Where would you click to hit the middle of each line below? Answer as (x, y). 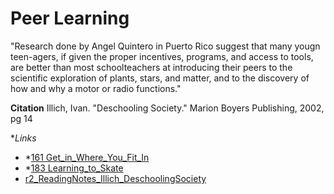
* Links (23, 138)
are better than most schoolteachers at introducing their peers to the (151, 67)
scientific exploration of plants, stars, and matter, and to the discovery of (160, 78)
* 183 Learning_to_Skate (74, 168)
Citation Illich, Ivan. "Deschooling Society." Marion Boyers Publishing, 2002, (167, 108)
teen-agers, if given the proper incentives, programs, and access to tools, (162, 56)
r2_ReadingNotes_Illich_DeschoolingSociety (115, 178)
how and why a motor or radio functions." (96, 88)
